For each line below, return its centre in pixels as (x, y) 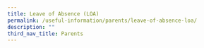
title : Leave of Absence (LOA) (53, 14)
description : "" (31, 27)
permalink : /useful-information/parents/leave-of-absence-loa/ (102, 20)
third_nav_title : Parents (45, 34)
